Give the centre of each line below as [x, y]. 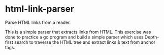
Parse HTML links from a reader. [38, 22]
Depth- [152, 37]
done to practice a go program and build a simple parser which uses [74, 37]
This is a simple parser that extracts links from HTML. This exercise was [78, 32]
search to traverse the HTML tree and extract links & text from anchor [85, 42]
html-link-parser [40, 9]
